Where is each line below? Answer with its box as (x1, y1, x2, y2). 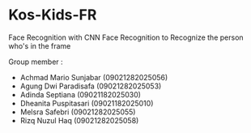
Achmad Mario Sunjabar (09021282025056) (19, 72, 168, 82)
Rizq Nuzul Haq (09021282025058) (19, 115, 139, 125)
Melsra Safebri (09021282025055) (19, 107, 136, 117)
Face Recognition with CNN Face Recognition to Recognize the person (8, 32, 245, 42)
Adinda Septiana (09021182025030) (19, 89, 142, 99)
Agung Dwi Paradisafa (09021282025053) (19, 81, 162, 91)
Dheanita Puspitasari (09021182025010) (19, 98, 154, 108)
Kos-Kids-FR (8, 6, 97, 24)
